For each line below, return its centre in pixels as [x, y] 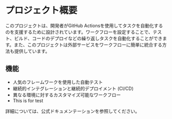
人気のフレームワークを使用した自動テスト [58, 82]
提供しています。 [32, 51]
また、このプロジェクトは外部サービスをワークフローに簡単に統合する [88, 44]
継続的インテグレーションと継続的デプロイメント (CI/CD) [73, 88]
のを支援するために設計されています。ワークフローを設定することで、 [79, 32]
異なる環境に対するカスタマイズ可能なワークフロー [67, 94]
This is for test [28, 101]
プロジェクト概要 [42, 10]
